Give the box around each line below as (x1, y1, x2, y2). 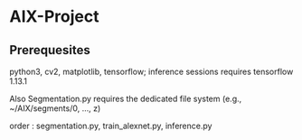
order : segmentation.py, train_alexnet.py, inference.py (9, 120, 212, 131)
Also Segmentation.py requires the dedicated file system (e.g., (9, 93, 242, 104)
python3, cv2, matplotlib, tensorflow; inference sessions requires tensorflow (9, 66, 294, 77)
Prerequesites (9, 42, 90, 58)
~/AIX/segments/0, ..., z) (9, 103, 101, 114)
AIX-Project (9, 6, 99, 27)
